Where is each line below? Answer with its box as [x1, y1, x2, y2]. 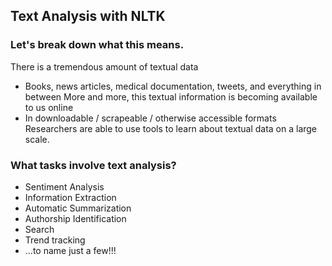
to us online [24, 101, 74, 113]
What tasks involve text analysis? [10, 158, 177, 172]
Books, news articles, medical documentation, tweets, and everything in [24, 80, 322, 92]
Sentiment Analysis [24, 180, 105, 193]
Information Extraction [24, 191, 117, 203]
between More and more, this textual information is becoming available [24, 90, 318, 103]
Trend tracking [24, 234, 86, 246]
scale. [24, 133, 50, 145]
